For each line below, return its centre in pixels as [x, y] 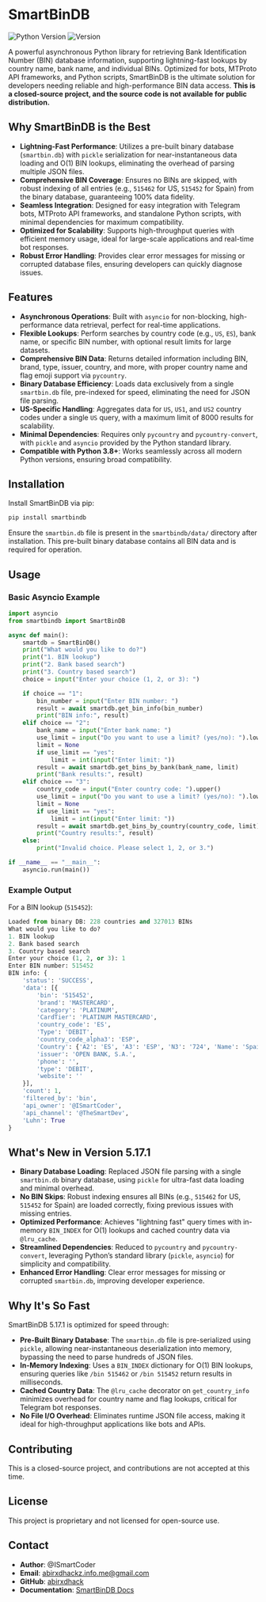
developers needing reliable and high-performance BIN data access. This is [132, 85]
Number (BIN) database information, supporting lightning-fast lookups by [128, 60]
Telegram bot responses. [60, 1407]
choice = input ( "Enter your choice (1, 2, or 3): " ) [111, 679]
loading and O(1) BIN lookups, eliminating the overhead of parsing [127, 163]
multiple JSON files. [52, 171]
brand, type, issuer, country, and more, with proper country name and [133, 366]
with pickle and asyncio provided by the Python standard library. [125, 442]
